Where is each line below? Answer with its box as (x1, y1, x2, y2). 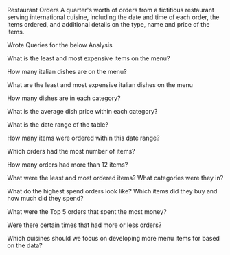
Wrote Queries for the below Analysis (7, 41, 113, 49)
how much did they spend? (7, 195, 84, 202)
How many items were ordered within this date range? (7, 134, 160, 142)
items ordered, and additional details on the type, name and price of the (7, 21, 210, 28)
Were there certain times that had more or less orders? (7, 221, 162, 229)
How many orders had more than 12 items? (7, 160, 128, 169)
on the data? (7, 241, 43, 250)
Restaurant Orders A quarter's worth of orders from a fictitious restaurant (7, 6, 214, 14)
